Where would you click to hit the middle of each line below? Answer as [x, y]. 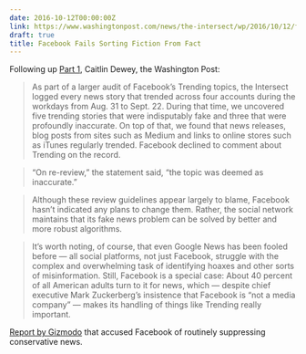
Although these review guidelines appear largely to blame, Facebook [160, 200]
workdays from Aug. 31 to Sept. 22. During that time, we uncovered [158, 107]
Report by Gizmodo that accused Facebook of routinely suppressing [138, 332]
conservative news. [46, 342]
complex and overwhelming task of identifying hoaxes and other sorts [163, 266]
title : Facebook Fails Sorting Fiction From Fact [106, 43]
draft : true [32, 35]
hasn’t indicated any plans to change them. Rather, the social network [163, 210]
